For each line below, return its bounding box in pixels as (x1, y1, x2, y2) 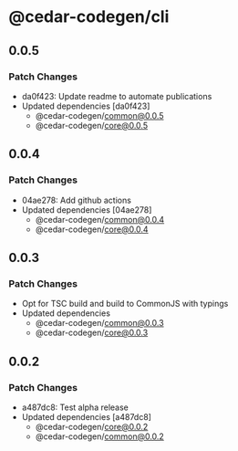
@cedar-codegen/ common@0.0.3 (35, 318, 165, 329)
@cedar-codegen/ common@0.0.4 (35, 214, 165, 225)
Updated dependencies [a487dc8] (21, 411, 152, 422)
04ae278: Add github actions (21, 194, 131, 205)
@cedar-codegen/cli (8, 6, 170, 27)
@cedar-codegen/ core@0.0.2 (35, 421, 149, 432)
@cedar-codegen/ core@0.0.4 (35, 224, 149, 235)
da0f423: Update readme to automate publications (21, 90, 212, 101)
